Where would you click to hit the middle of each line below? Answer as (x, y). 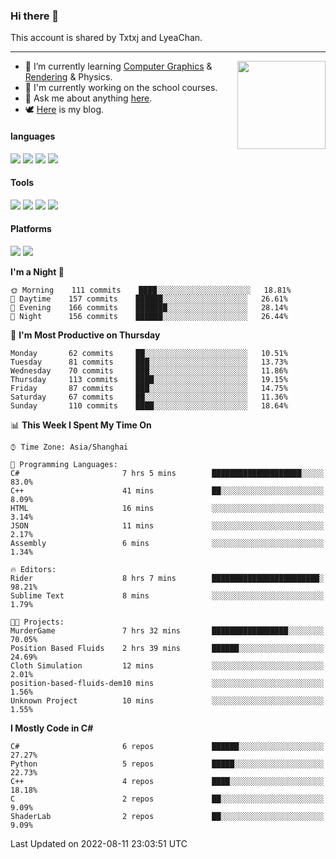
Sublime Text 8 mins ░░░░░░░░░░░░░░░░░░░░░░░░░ (167, 595)
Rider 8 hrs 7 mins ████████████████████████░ (167, 578)
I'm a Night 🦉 (37, 271)
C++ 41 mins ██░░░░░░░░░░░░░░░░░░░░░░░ (167, 490)
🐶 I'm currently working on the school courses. (121, 88)
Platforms (31, 229)
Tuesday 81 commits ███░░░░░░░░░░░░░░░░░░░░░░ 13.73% (149, 362)
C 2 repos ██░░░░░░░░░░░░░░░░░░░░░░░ (167, 799)
